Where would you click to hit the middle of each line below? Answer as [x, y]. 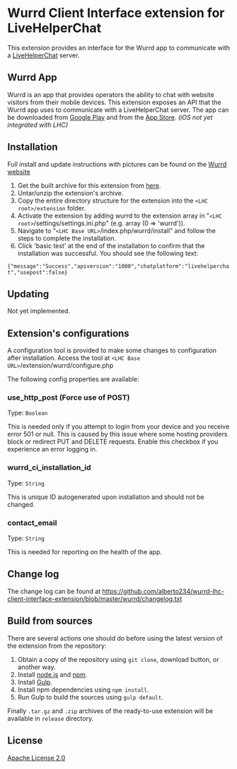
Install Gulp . [35, 682]
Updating [28, 294]
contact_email [32, 522]
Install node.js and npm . [52, 674]
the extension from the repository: [57, 646]
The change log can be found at [54, 591]
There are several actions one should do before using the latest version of [115, 638]
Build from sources [50, 621]
